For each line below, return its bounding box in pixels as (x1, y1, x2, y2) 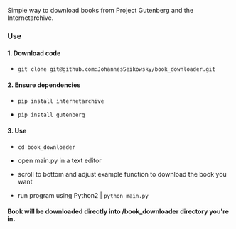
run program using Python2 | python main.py (17, 191, 149, 199)
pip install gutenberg (17, 111, 85, 119)
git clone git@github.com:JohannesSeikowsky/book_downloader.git (17, 66, 215, 73)
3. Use (7, 126, 27, 135)
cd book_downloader (17, 143, 76, 151)
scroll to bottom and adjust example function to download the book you (17, 169, 227, 178)
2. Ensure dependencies (7, 81, 81, 89)
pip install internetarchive (17, 98, 104, 105)
